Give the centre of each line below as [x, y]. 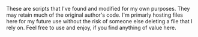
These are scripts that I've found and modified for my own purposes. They [98, 9]
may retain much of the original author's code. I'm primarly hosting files [94, 15]
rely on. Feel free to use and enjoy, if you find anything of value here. [91, 27]
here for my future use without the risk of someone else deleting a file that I [100, 21]
